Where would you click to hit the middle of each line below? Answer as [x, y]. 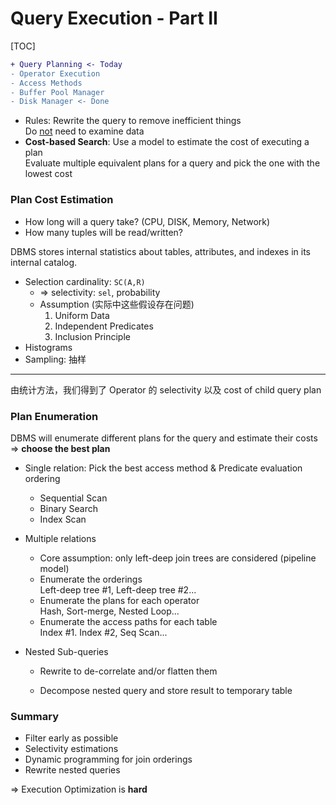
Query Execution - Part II [114, 18]
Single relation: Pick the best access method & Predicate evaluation [163, 468]
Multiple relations [60, 538]
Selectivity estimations [71, 749]
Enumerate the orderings [91, 579]
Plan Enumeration [54, 416]
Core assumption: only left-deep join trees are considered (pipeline [178, 558]
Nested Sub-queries [66, 651]
